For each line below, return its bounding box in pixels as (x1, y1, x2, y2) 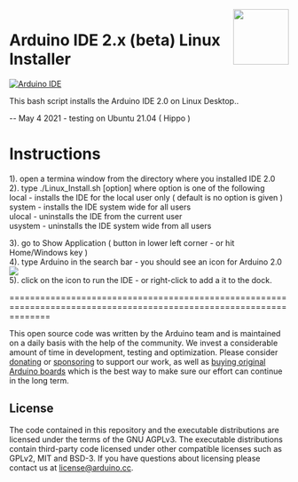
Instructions (9, 144, 101, 164)
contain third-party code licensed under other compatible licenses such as (9, 443, 282, 454)
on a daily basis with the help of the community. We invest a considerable (9, 337, 278, 348)
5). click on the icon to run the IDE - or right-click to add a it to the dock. (9, 274, 272, 285)
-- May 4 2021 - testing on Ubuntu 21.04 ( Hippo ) (9, 113, 191, 123)
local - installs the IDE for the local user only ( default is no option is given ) (9, 192, 284, 202)
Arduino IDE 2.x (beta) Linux (9, 30, 221, 51)
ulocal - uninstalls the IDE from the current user (9, 210, 183, 221)
